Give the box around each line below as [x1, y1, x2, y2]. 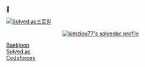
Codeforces [6, 54, 36, 61]
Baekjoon [6, 42, 30, 48]
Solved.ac [6, 48, 31, 55]
